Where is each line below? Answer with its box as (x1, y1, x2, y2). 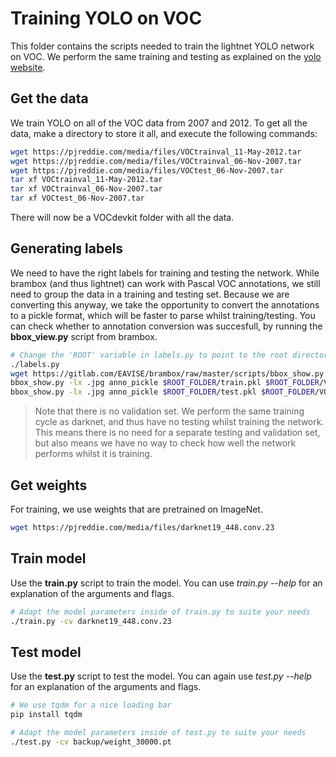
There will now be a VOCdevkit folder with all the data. (10, 212, 235, 223)
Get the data (10, 90, 89, 107)
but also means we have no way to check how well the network (34, 437, 297, 449)
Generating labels (10, 240, 124, 257)
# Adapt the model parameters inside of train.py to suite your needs (10, 607, 311, 617)
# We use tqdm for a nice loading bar (10, 700, 172, 711)
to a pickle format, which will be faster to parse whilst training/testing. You (10, 309, 316, 321)
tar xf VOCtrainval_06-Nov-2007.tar (10, 184, 163, 194)
